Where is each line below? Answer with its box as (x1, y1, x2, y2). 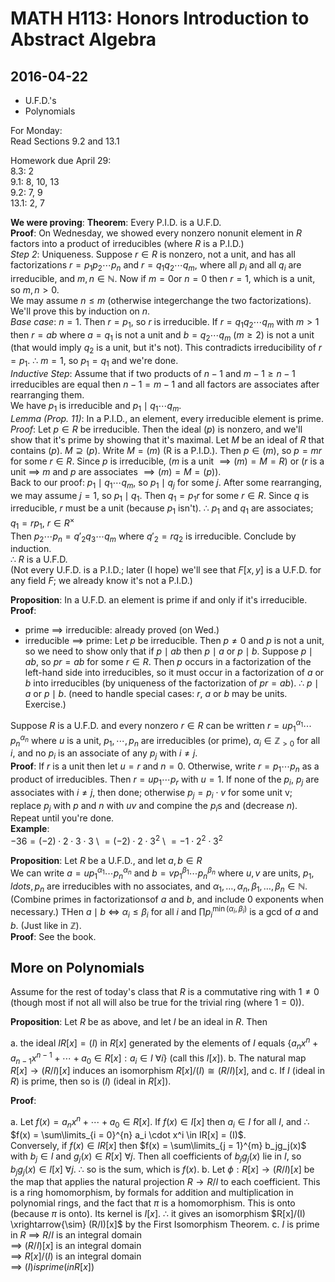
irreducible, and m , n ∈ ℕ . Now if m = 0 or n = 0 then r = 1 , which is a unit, (10, 272, 316, 284)
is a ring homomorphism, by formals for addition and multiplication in (10, 1187, 294, 1199)
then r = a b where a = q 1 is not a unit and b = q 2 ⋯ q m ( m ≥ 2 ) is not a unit (10, 328, 315, 343)
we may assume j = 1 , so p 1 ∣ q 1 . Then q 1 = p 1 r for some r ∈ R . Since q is (10, 489, 310, 504)
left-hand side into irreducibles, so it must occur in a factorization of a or (24, 667, 325, 679)
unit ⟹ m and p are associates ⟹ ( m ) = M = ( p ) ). (10, 465, 222, 477)
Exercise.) (24, 698, 67, 711)
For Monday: (10, 125, 63, 136)
